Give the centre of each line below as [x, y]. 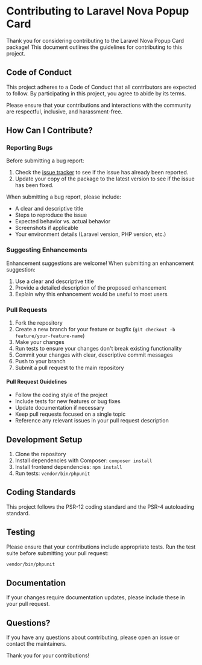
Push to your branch [40, 361]
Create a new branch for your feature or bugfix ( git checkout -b [95, 329]
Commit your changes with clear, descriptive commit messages [94, 355]
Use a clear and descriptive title [55, 281]
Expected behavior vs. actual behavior [62, 221]
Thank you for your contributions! [48, 655]
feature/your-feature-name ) [50, 336]
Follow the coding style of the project [61, 395]
